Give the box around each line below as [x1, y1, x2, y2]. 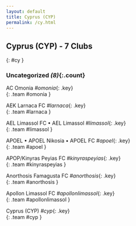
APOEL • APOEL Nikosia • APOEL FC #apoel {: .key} [6, 137, 131, 144]
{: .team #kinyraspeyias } [6, 161, 67, 168]
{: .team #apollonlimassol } [6, 196, 71, 203]
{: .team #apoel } [6, 143, 47, 150]
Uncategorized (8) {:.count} [6, 71, 86, 80]
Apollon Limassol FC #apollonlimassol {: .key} [6, 190, 115, 197]
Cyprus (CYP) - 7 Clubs [6, 41, 93, 51]
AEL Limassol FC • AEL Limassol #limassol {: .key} [6, 119, 127, 126]
